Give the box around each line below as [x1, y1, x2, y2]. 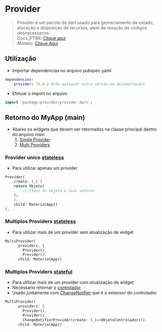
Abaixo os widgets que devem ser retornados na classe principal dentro [12, 126, 157, 133]
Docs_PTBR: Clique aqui [17, 35, 66, 41]
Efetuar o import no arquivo [12, 90, 67, 96]
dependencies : [5, 77, 34, 82]
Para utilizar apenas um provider [12, 165, 78, 171]
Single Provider [19, 137, 50, 143]
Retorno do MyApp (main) [5, 113, 85, 122]
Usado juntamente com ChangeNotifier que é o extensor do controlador [12, 290, 157, 296]
